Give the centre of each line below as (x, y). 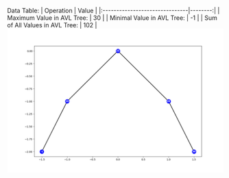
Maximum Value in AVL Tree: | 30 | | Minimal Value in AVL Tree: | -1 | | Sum (112, 18)
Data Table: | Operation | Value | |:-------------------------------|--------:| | (113, 11)
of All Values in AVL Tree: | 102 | (52, 25)
